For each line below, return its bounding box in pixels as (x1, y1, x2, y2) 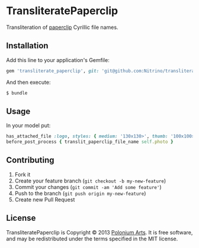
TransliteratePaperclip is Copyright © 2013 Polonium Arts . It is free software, (6, 229, 193, 236)
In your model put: (6, 122, 51, 129)
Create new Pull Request (14, 196, 75, 203)
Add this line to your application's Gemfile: (6, 56, 110, 63)
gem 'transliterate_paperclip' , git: (6, 68, 99, 74)
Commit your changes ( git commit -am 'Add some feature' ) (14, 183, 162, 190)
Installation (6, 41, 49, 51)
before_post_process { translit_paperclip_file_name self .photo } (6, 139, 174, 145)
